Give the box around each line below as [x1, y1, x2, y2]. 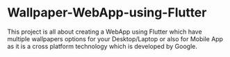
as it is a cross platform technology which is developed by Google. [7, 42, 198, 50]
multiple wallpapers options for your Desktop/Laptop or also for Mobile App [7, 34, 224, 43]
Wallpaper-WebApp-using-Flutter [7, 5, 207, 21]
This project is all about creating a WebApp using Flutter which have [7, 27, 203, 36]
